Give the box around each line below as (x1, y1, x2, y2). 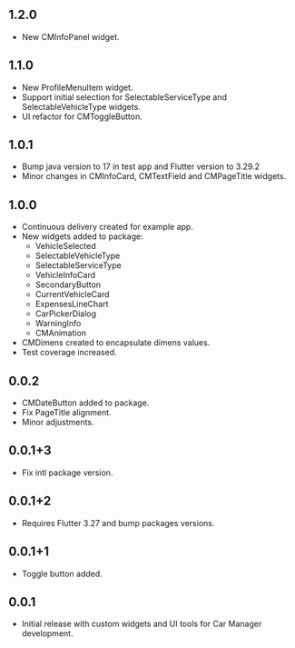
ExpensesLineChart (34, 299, 109, 310)
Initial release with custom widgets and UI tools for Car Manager (21, 618, 262, 630)
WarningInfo (34, 318, 82, 329)
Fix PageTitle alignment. (21, 407, 112, 418)
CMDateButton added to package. (21, 397, 150, 408)
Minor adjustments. (21, 417, 94, 428)
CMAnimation (34, 327, 87, 339)
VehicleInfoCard (34, 270, 96, 281)
